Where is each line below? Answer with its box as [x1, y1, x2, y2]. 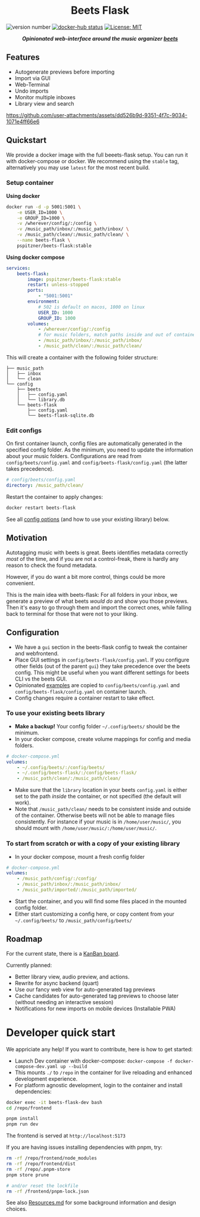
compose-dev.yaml [14, 1063, 58, 1069]
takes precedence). [6, 465, 54, 472]
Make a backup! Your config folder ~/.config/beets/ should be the [14, 722, 180, 730]
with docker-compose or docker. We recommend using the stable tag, [6, 157, 179, 164]
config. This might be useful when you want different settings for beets [14, 669, 189, 676]
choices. [6, 1206, 27, 1213]
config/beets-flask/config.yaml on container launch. [14, 688, 147, 695]
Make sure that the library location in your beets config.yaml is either [14, 786, 187, 794]
